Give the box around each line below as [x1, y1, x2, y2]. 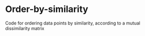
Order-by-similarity [5, 3, 89, 15]
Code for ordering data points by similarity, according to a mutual [5, 20, 140, 26]
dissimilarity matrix [5, 25, 44, 31]
